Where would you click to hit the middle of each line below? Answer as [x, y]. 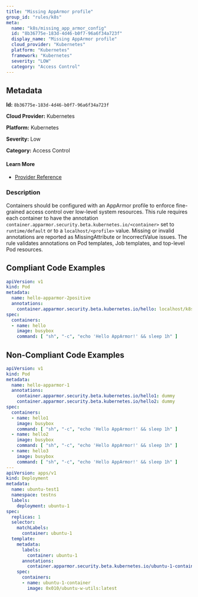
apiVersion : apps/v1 [32, 473]
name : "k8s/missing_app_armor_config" [59, 28]
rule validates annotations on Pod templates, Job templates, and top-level [95, 243]
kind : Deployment [27, 478]
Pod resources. [24, 249]
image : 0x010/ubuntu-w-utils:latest [72, 588]
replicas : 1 [26, 517]
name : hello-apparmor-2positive [51, 298]
